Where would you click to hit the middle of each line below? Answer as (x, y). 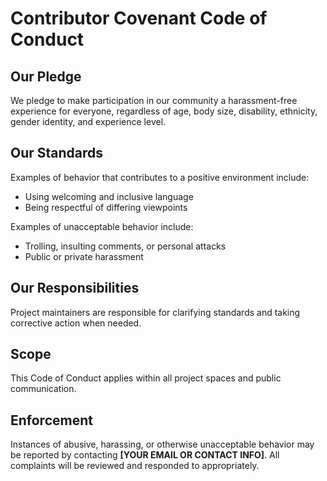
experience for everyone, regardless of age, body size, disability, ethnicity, (164, 111)
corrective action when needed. (76, 323)
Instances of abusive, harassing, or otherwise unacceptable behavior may (162, 444)
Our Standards (57, 153)
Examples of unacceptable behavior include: (102, 226)
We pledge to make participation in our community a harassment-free (154, 100)
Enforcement (51, 420)
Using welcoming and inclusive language (109, 196)
